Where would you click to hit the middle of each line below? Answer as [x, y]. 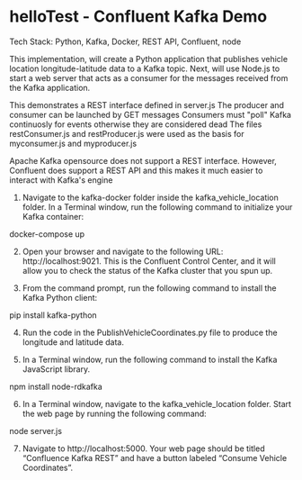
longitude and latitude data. [73, 342]
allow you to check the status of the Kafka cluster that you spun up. [147, 270]
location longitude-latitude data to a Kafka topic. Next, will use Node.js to [145, 68]
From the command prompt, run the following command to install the [149, 288]
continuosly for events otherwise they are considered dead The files [136, 124]
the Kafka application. [50, 87]
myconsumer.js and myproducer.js [73, 143]
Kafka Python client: [60, 297]
